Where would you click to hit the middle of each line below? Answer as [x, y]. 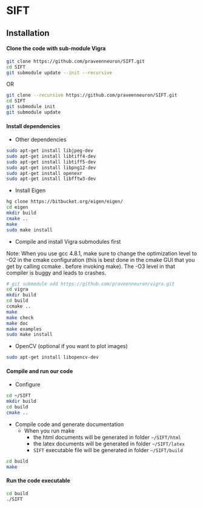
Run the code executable [38, 481]
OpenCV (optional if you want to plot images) [72, 346]
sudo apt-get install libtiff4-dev [51, 156]
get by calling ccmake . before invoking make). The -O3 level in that [91, 266]
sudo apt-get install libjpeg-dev [50, 151]
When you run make [49, 431]
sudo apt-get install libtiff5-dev [51, 162]
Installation [28, 33]
